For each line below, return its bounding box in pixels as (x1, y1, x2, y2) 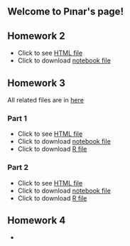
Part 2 (7, 163, 29, 173)
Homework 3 (7, 77, 65, 89)
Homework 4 (7, 215, 66, 226)
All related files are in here (7, 96, 84, 105)
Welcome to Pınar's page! (7, 6, 124, 18)
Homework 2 (7, 30, 65, 42)
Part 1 (7, 113, 27, 123)
